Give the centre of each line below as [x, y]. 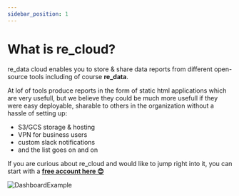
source [18, 76]
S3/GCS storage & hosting [56, 127]
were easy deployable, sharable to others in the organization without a [111, 105]
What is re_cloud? [62, 49]
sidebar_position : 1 [38, 14]
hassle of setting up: [37, 113]
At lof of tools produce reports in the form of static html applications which [117, 91]
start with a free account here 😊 [56, 171]
